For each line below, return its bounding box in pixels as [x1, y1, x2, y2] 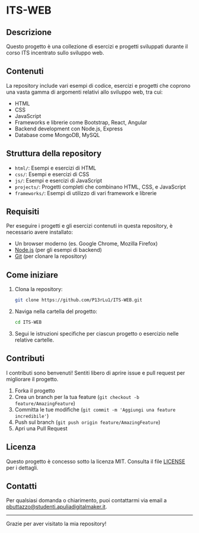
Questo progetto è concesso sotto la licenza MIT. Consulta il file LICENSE [6, 458, 185, 465]
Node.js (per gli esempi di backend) [14, 247, 102, 254]
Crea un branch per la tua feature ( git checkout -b [14, 393, 140, 400]
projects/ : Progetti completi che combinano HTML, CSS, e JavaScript [14, 183, 186, 190]
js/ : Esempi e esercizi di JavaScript [14, 177, 102, 184]
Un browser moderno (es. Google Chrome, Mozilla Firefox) [14, 240, 158, 247]
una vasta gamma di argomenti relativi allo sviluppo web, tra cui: [6, 88, 163, 95]
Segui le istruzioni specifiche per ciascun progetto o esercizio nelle [14, 330, 179, 337]
